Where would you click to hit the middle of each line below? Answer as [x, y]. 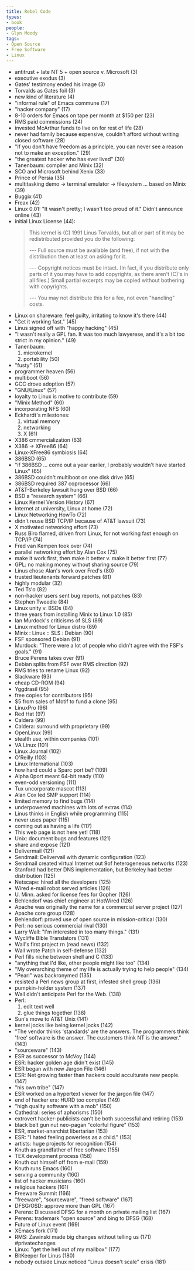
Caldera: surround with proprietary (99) [62, 726]
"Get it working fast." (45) [46, 321]
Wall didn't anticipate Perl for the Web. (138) [68, 994]
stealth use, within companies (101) [57, 738]
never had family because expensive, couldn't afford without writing [97, 134]
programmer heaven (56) [45, 371]
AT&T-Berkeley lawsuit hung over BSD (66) [66, 489]
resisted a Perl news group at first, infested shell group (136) [88, 982]
